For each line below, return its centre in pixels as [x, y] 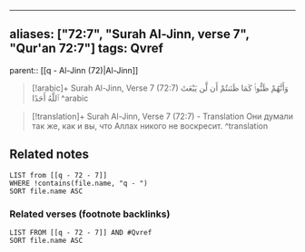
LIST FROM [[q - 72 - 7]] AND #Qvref [81, 232]
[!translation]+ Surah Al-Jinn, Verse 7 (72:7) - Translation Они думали [162, 116]
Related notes [49, 155]
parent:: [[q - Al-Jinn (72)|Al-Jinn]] [74, 70]
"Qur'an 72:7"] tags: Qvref [86, 48]
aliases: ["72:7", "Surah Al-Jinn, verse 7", [129, 34]
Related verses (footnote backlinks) [90, 214]
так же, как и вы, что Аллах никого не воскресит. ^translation [150, 126]
